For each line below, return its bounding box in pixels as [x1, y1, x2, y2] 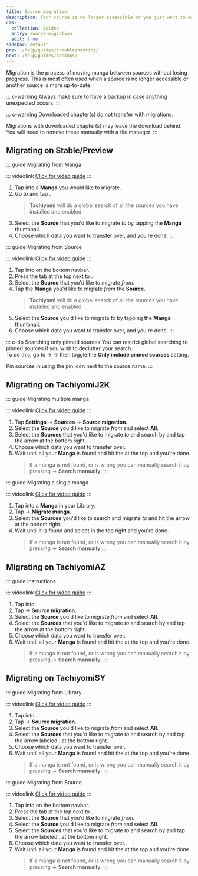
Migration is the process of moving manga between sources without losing [6, 69, 187, 76]
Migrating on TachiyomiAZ [6, 562, 106, 572]
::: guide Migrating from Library [6, 688, 82, 696]
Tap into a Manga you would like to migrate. [14, 184, 122, 191]
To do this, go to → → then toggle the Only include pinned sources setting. [6, 351, 190, 358]
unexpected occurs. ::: [6, 99, 61, 106]
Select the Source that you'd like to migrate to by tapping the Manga [14, 219, 181, 227]
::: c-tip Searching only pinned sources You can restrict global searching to [6, 338, 189, 346]
